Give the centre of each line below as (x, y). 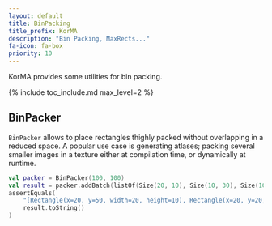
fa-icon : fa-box (36, 46)
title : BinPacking (39, 23)
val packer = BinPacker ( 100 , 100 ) (67, 178)
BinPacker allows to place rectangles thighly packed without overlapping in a (136, 137)
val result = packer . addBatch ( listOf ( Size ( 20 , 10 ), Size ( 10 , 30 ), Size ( (134, 185)
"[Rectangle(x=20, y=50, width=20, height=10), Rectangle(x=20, (134, 200)
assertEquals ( (32, 193)
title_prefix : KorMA (43, 31)
